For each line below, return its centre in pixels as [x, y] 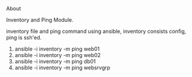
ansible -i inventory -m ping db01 [55, 61]
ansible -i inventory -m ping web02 [57, 55]
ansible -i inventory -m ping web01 [57, 49]
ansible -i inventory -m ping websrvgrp [63, 68]
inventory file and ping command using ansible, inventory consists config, [96, 31]
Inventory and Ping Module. [40, 20]
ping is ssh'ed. [24, 37]
